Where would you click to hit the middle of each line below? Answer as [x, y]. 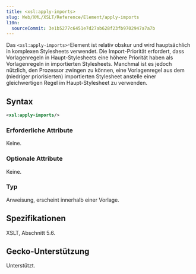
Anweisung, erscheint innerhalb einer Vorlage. [63, 200]
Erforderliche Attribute [39, 130]
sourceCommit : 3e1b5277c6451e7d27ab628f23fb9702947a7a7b [83, 28]
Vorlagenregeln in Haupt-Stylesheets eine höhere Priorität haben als [90, 58]
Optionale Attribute [34, 159]
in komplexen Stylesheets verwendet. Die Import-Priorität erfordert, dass [95, 52]
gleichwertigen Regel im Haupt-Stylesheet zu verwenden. [77, 83]
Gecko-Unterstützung [48, 252]
